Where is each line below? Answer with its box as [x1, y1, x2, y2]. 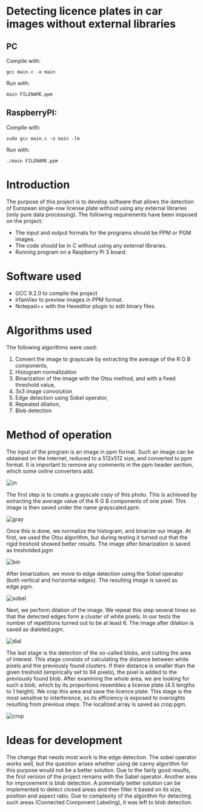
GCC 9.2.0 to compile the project [15, 289, 98, 297]
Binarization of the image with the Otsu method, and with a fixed [15, 374, 176, 382]
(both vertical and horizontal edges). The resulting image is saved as [6, 576, 178, 584]
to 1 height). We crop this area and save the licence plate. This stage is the [6, 687, 192, 695]
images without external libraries [6, 17, 176, 31]
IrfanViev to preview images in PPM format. [15, 295, 124, 303]
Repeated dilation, [15, 400, 61, 408]
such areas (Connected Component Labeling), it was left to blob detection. [6, 798, 193, 806]
